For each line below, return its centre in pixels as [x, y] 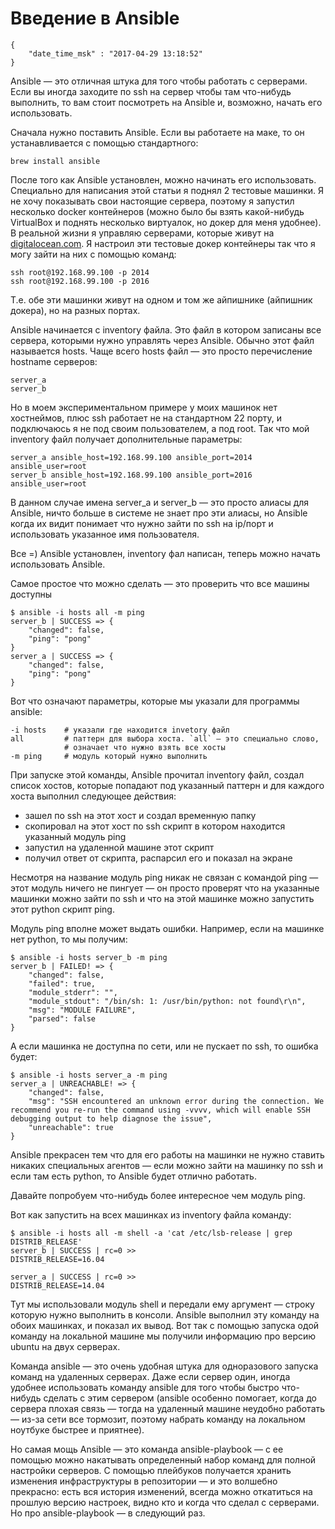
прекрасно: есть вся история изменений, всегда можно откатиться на [161, 1491]
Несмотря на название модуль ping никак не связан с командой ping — [164, 877]
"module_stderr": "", [73, 992]
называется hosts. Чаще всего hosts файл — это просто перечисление [161, 351]
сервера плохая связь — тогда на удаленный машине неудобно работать [168, 1408]
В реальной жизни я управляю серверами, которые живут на [142, 233]
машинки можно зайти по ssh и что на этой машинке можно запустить [162, 898]
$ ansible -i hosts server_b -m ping [89, 957]
